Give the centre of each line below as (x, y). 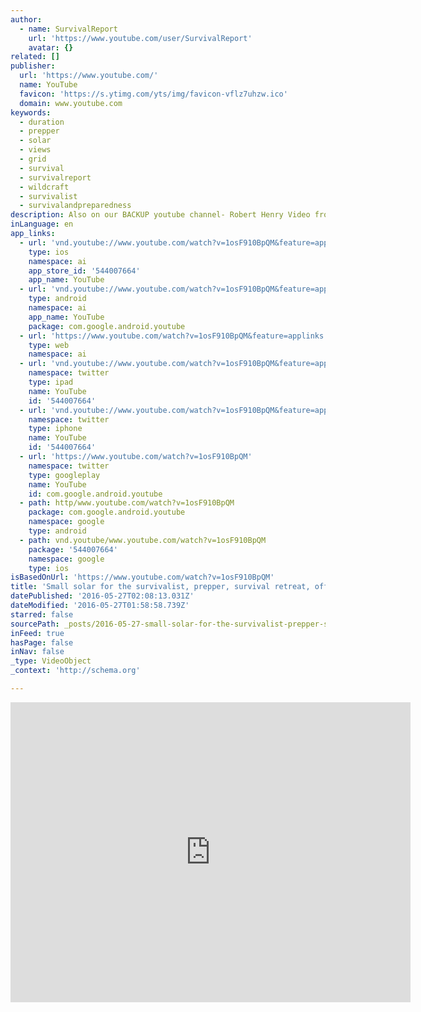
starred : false (42, 614)
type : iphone (55, 429)
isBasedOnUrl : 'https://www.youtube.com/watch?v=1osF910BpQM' (142, 577)
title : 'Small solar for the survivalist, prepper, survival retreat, (160, 587)
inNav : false (37, 652)
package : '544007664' (73, 549)
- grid (33, 159)
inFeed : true (37, 633)
